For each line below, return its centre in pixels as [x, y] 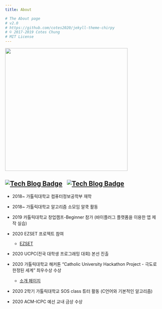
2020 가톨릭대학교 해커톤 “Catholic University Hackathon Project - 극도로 [84, 264]
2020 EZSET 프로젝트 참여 [38, 233]
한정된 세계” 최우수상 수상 [37, 270]
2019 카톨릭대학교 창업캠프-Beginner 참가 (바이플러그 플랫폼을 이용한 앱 [81, 217]
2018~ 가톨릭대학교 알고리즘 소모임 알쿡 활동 [55, 206]
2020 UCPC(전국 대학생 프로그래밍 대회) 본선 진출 [60, 253]
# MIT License [20, 37]
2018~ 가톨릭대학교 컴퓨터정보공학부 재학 [52, 196]
